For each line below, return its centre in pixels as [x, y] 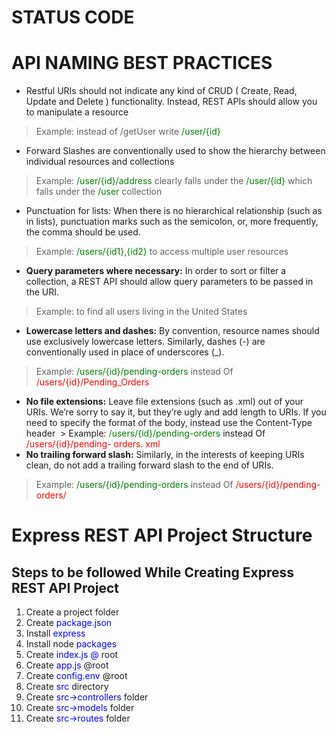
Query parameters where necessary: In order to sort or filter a [156, 271]
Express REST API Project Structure [162, 535]
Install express [55, 633]
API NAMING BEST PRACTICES [142, 63]
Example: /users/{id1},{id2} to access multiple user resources [162, 252]
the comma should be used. [83, 232]
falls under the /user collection [99, 192]
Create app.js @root [67, 665]
